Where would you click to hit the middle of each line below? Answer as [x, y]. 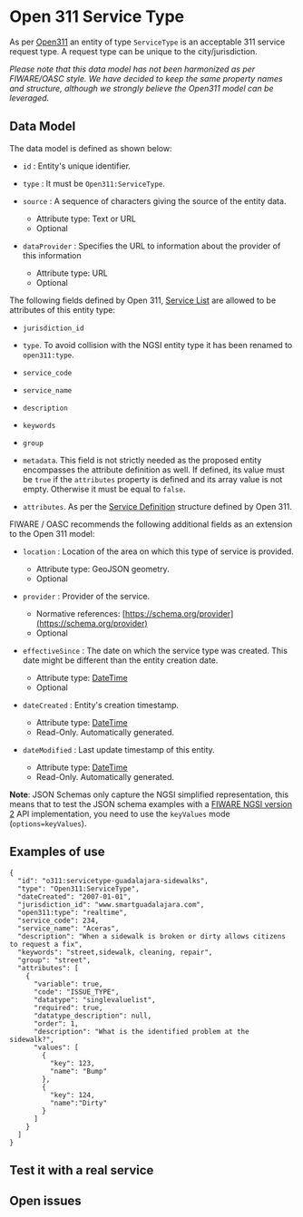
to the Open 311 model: [52, 533]
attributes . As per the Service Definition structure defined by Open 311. [157, 506]
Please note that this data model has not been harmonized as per [132, 69]
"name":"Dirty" [78, 1103]
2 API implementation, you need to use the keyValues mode [120, 813]
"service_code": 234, [59, 920]
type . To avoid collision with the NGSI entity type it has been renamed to [157, 345]
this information [52, 255]
